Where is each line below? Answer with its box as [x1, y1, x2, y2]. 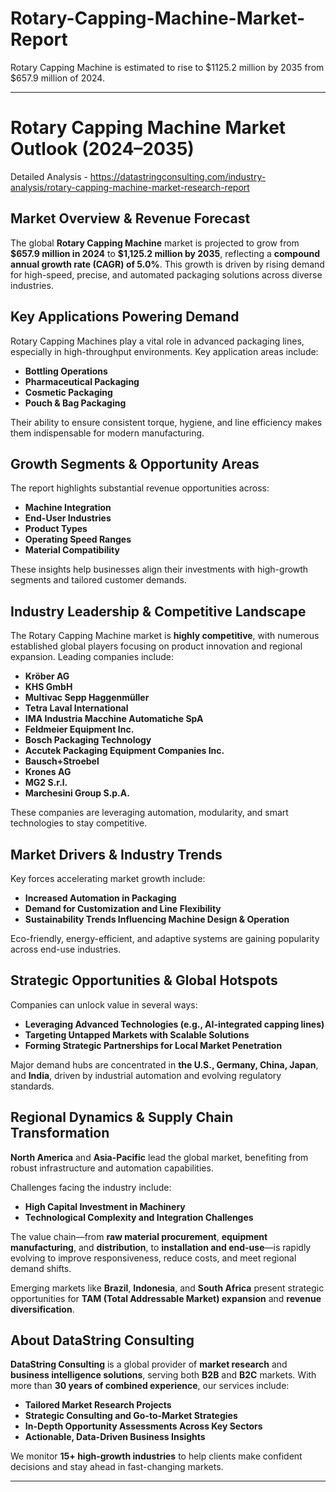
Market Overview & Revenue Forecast [10, 210, 251, 227]
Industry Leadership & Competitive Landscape [10, 603, 307, 620]
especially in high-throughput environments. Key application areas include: [10, 345, 319, 357]
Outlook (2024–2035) [10, 138, 195, 161]
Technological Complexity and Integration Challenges [24, 1211, 254, 1223]
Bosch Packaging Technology [24, 734, 152, 746]
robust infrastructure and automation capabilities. [10, 1162, 214, 1174]
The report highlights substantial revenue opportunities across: [10, 482, 270, 494]
